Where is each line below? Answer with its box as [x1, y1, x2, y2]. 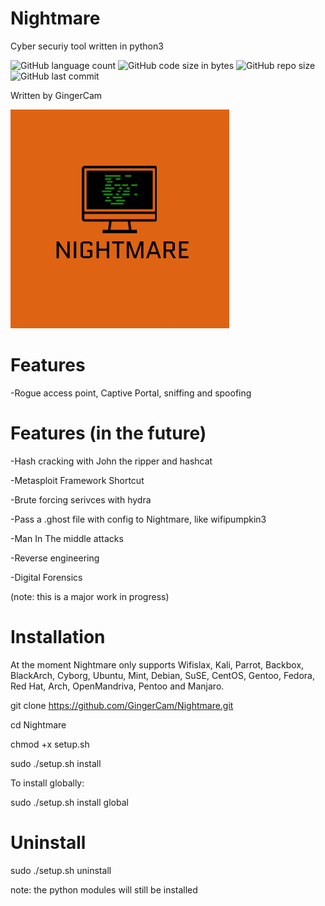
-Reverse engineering [10, 552, 100, 564]
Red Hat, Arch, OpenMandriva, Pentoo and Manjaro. [10, 680, 225, 692]
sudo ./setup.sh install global [10, 796, 129, 808]
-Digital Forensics [10, 571, 83, 583]
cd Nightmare [10, 718, 67, 731]
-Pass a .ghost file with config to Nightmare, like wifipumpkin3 [10, 513, 267, 525]
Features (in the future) [10, 422, 207, 445]
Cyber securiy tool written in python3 [10, 40, 164, 52]
